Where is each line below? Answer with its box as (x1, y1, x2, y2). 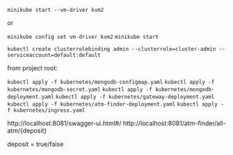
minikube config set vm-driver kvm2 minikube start (7, 33, 159, 40)
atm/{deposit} (7, 127, 47, 135)
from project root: (7, 64, 58, 72)
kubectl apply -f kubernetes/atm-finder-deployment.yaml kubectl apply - (7, 101, 224, 108)
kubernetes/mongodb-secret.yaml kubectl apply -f (7, 86, 153, 93)
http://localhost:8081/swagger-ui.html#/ (7, 119, 122, 127)
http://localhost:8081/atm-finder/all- (122, 119, 226, 127)
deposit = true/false (7, 140, 64, 148)
